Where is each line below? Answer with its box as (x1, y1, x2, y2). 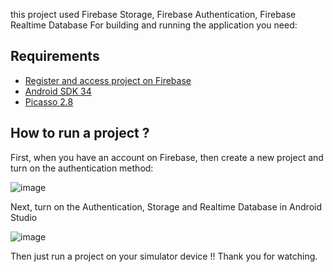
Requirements (10, 48, 100, 65)
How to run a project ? (10, 125, 150, 142)
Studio (10, 211, 38, 223)
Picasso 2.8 (24, 95, 74, 108)
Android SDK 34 (24, 85, 92, 97)
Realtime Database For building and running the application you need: (10, 19, 298, 31)
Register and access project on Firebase (24, 74, 192, 86)
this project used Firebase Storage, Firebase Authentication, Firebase (10, 9, 297, 20)
